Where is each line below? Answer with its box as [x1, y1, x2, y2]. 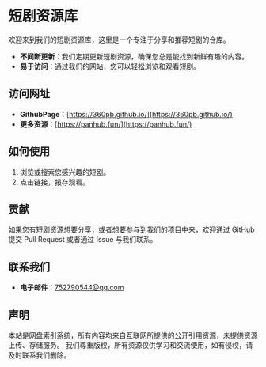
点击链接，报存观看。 [19, 177, 89, 187]
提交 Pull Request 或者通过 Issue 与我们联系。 [8, 235, 158, 244]
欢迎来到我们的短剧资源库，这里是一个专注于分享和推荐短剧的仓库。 [8, 35, 230, 44]
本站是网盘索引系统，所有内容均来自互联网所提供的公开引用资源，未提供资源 [8, 331, 258, 340]
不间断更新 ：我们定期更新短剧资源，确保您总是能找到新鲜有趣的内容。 [19, 51, 249, 61]
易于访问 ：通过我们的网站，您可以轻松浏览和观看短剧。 [19, 61, 200, 71]
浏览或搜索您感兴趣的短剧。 [19, 167, 111, 176]
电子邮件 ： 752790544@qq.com [19, 282, 124, 293]
